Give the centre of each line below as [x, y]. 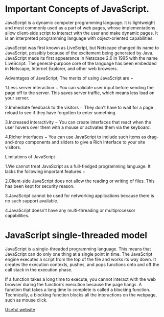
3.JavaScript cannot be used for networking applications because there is [80, 195]
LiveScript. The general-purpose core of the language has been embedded [81, 63]
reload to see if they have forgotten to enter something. [61, 112]
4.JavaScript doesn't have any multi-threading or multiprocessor [70, 210]
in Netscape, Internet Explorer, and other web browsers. [62, 68]
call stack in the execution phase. [39, 269]
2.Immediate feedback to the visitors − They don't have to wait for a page [79, 107]
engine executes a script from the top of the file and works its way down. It [81, 259]
